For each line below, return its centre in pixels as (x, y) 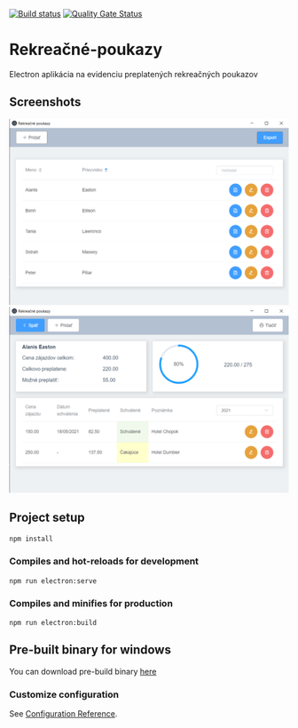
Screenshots (45, 102)
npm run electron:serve (53, 581)
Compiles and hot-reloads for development (104, 562)
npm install (31, 539)
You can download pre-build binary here (83, 671)
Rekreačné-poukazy (86, 50)
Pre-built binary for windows (90, 650)
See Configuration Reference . (63, 714)
